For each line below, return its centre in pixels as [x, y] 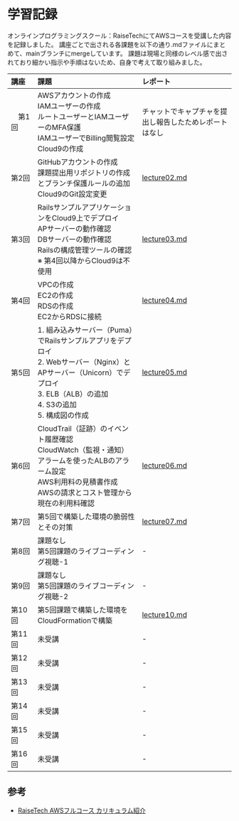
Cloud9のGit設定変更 [72, 194]
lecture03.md [164, 239]
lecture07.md [164, 521]
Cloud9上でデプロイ [85, 218]
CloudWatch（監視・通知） [83, 450]
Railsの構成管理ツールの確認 [85, 249]
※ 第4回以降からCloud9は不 [84, 260]
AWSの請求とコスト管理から [85, 493]
